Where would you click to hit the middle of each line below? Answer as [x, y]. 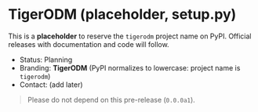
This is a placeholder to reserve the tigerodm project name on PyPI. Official [130, 36]
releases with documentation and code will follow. [89, 44]
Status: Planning [46, 60]
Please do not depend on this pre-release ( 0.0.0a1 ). [111, 99]
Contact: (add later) [51, 85]
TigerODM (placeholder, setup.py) [122, 14]
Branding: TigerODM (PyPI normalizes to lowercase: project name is [130, 67]
